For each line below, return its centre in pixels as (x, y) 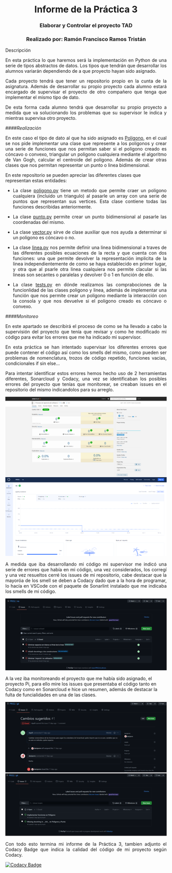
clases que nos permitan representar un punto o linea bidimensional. (78, 165)
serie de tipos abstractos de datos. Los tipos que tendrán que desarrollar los (86, 66)
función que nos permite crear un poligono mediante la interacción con (90, 296)
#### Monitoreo (22, 317)
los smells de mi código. (31, 591)
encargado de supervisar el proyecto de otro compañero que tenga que (86, 92)
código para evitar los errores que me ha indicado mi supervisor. (73, 337)
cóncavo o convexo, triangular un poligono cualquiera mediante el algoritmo (86, 154)
